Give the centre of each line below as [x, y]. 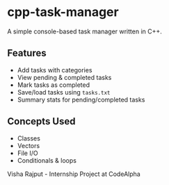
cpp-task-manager [63, 12]
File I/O [27, 153]
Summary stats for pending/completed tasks [81, 99]
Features [27, 53]
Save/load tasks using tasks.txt [64, 92]
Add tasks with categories [55, 70]
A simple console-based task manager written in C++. [84, 31]
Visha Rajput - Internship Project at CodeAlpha [74, 174]
